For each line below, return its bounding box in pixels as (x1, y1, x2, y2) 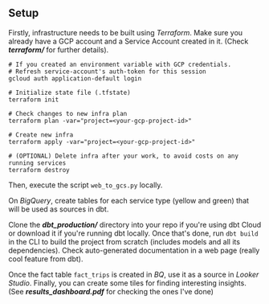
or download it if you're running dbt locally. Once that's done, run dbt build (8, 228, 259, 238)
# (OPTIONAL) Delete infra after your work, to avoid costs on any (8, 152, 239, 160)
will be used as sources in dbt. (8, 204, 109, 214)
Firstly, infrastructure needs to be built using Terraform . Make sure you (8, 27, 243, 37)
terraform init (8, 96, 59, 104)
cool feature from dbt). (8, 253, 84, 264)
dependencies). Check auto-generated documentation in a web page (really (8, 245, 260, 255)
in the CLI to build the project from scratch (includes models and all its (8, 236, 241, 246)
